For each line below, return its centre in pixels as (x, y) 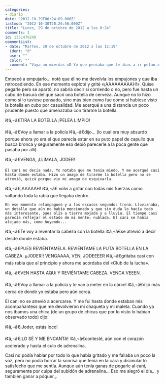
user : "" (18, 56)
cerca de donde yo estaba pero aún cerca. (48, 292)
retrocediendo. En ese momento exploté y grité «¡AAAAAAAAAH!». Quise (80, 84)
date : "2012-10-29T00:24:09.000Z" (41, 19)
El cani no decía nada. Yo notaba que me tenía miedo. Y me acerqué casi (82, 171)
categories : (17, 10)
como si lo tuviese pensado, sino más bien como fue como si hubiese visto (81, 100)
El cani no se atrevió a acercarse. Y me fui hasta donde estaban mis (74, 301)
